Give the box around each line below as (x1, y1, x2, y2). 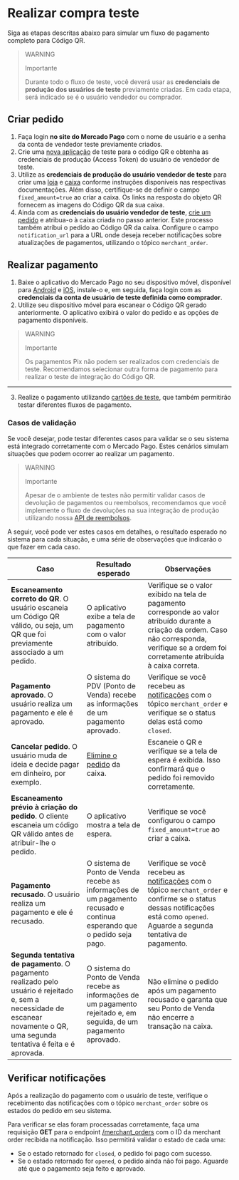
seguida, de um (86, 1017, 139, 1027)
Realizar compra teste (7, 5, 140, 21)
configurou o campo (147, 815, 216, 825)
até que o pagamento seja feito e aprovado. (17, 1164, 146, 1173)
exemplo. (11, 777, 42, 787)
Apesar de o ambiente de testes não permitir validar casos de (24, 490, 206, 500)
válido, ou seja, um (11, 620, 73, 630)
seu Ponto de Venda (147, 1003, 216, 1013)
